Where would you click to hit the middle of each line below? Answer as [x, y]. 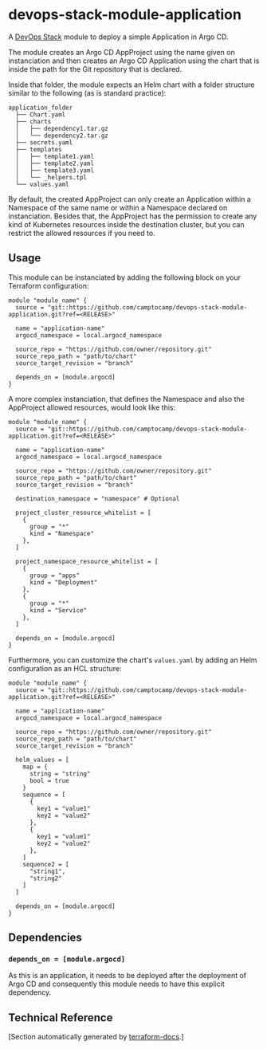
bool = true [49, 780]
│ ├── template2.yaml [55, 163]
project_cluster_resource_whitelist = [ [83, 513]
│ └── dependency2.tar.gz [62, 136]
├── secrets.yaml [44, 142]
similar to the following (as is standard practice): [87, 92]
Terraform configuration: [49, 285]
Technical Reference [61, 1018]
